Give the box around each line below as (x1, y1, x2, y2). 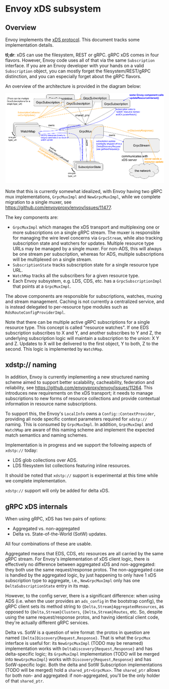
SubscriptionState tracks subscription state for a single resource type (12, 261, 159, 267)
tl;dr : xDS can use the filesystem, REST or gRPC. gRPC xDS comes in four (5, 52, 159, 58)
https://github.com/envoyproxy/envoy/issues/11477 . (5, 204, 112, 210)
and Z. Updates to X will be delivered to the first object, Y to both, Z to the (5, 340, 159, 347)
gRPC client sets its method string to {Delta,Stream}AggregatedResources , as (5, 603, 164, 609)
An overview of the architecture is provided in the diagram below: (5, 83, 141, 89)
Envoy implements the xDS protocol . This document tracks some (5, 36, 140, 43)
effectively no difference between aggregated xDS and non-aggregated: (5, 561, 156, 567)
